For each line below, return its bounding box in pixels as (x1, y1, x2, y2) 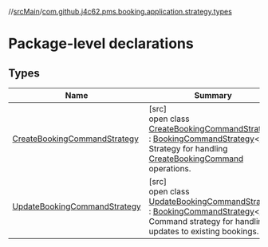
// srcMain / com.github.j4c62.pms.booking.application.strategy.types (8, 7, 233, 16)
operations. (148, 163, 191, 174)
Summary (194, 90, 233, 100)
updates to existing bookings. (148, 226, 259, 237)
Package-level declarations (8, 35, 194, 53)
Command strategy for (148, 216, 234, 226)
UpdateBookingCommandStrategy (12, 201, 141, 212)
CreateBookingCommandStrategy (12, 133, 140, 144)
